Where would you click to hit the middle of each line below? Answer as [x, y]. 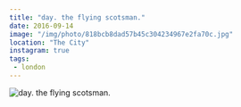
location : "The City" [50, 42]
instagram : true [39, 51]
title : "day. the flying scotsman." [77, 17]
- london [29, 68]
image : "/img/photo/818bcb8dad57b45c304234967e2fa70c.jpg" [121, 34]
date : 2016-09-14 [42, 26]
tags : [19, 59]
